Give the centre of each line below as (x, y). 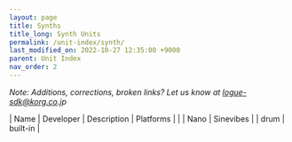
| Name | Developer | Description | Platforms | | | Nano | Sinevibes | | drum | (147, 118)
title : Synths (36, 26)
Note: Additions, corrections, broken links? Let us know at (115, 92)
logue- (234, 92)
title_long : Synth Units (55, 34)
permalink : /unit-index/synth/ (67, 42)
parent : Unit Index (45, 59)
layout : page (33, 17)
